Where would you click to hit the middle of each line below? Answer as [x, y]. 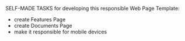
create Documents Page [43, 26]
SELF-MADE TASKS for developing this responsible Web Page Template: [92, 8]
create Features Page [40, 19]
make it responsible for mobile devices [60, 32]
